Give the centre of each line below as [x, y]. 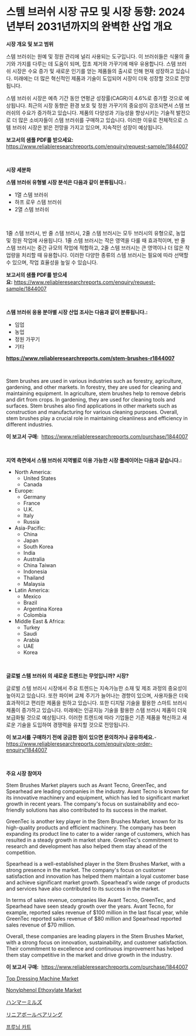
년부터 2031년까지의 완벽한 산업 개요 [89, 27]
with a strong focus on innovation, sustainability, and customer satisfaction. [97, 942]
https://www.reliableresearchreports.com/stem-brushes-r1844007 [90, 358]
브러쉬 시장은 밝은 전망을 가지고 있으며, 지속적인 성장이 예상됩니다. [88, 127]
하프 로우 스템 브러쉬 [38, 202]
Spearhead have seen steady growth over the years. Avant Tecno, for [90, 906]
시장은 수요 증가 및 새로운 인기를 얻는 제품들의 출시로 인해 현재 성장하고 [93, 71]
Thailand [34, 578]
